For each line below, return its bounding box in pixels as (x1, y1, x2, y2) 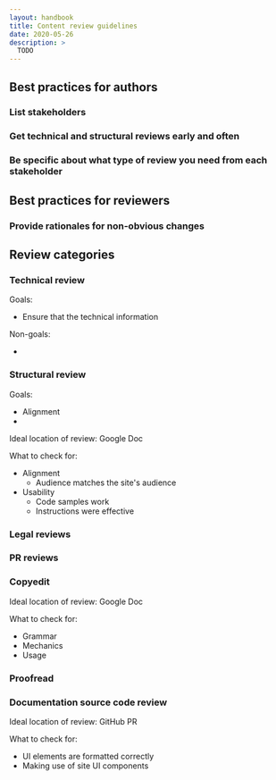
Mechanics (21, 640, 63, 650)
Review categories (9, 247, 115, 262)
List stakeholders (9, 106, 87, 119)
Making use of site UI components (21, 760, 149, 771)
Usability (21, 486, 55, 497)
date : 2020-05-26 (9, 29, 74, 38)
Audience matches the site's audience (35, 477, 177, 488)
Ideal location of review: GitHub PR (9, 716, 138, 726)
